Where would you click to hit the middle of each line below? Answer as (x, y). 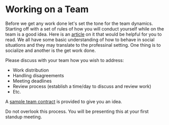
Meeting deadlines (32, 81)
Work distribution (31, 70)
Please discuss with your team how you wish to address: (65, 60)
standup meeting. (24, 117)
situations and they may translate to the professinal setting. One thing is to (83, 45)
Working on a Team (47, 9)
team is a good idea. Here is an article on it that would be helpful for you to (83, 34)
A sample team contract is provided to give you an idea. (64, 101)
